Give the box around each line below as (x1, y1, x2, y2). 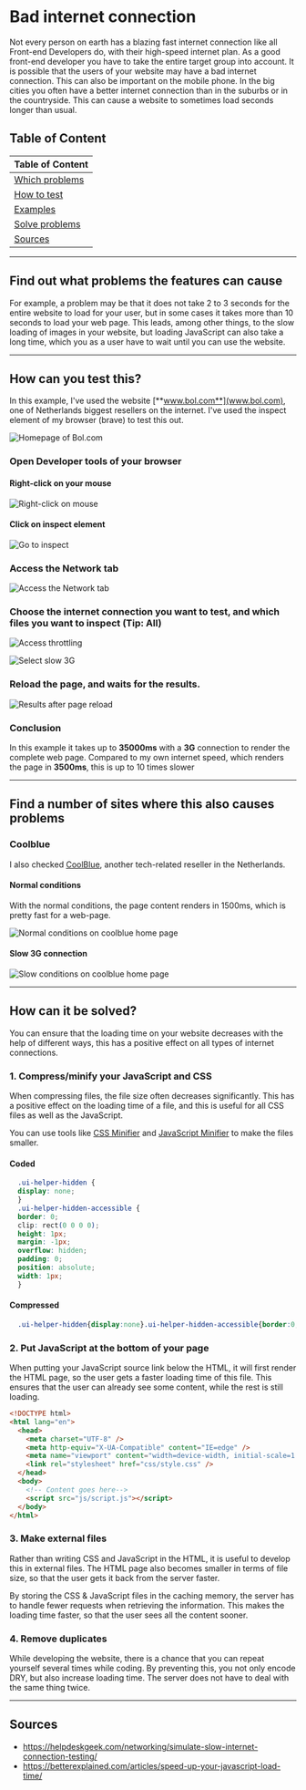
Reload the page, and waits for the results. (9, 678, 200, 690)
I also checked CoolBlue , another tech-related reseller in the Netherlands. (9, 859, 286, 870)
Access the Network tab (9, 562, 119, 574)
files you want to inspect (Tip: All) (9, 616, 162, 629)
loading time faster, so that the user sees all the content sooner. (9, 1609, 249, 1620)
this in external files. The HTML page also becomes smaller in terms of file (9, 1562, 289, 1574)
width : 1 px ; (17, 1271, 64, 1280)
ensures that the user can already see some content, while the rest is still (9, 1381, 284, 1392)
